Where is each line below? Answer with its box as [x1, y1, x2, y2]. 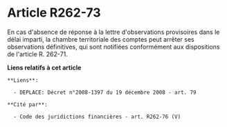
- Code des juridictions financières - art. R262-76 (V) [13, 113, 181, 120]
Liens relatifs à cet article [7, 63, 82, 71]
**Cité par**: [7, 101, 48, 108]
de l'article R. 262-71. [7, 50, 68, 58]
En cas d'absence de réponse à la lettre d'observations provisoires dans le [7, 28, 220, 36]
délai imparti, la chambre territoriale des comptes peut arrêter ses [7, 35, 195, 43]
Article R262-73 [7, 5, 102, 21]
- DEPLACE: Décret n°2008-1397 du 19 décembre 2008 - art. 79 [13, 89, 197, 96]
